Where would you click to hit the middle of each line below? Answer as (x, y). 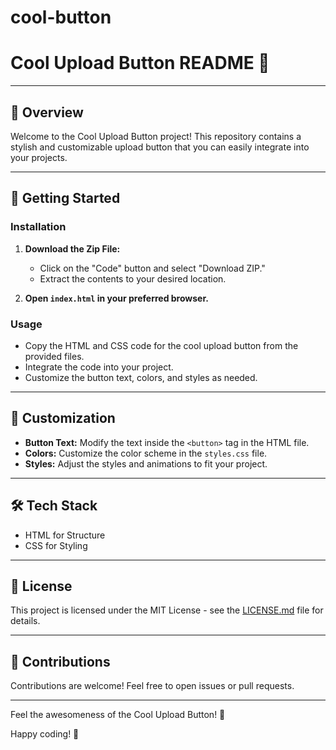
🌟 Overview (47, 112)
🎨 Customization (63, 418)
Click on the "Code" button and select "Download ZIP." (152, 268)
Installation (38, 227)
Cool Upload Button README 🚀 (140, 63)
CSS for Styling (56, 545)
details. (25, 621)
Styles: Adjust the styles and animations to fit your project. (146, 463)
